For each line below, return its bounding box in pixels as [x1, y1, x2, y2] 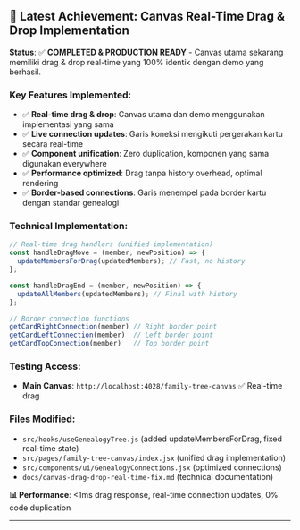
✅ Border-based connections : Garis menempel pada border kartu [21, 187, 267, 198]
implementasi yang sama [21, 119, 114, 130]
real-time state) [21, 442, 79, 453]
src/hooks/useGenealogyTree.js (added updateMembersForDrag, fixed [21, 433, 283, 444]
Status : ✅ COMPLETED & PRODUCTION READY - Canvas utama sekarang [9, 47, 284, 57]
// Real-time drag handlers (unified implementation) [9, 240, 214, 249]
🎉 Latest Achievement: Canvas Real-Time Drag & [9, 9, 286, 24]
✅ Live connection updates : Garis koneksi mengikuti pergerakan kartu [21, 129, 283, 140]
